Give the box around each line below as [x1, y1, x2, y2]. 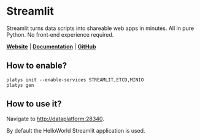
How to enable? [6, 61, 67, 71]
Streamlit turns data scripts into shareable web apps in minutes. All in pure [6, 24, 194, 32]
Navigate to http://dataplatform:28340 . [6, 115, 104, 122]
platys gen [6, 82, 34, 88]
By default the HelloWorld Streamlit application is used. [6, 127, 145, 134]
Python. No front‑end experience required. [6, 31, 114, 38]
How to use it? [6, 99, 62, 109]
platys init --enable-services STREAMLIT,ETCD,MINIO [6, 76, 144, 83]
